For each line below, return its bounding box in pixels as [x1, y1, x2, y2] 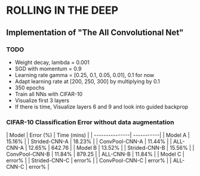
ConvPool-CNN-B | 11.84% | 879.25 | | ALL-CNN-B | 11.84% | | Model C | [6, 150, 185, 158]
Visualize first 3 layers [14, 97, 70, 104]
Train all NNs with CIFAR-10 [14, 90, 83, 97]
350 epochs [14, 84, 45, 91]
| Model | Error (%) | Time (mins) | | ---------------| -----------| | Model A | [6, 132, 190, 139]
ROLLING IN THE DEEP [6, 4, 118, 17]
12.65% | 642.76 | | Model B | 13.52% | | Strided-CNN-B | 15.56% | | [28, 144, 195, 152]
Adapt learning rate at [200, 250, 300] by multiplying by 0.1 [14, 78, 160, 85]
